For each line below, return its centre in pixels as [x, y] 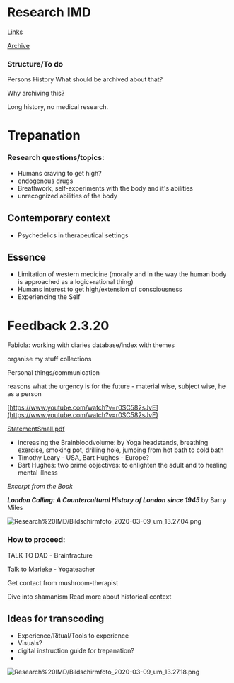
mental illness [37, 473]
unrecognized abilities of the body [68, 196]
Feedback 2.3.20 [58, 326]
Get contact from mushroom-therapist [63, 582]
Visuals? [30, 643]
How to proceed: [36, 540]
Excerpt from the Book [40, 487]
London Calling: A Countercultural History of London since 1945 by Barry [117, 500]
